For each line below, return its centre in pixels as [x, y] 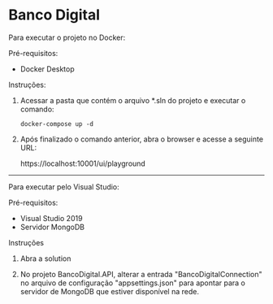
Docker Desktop [47, 69]
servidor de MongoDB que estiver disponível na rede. [109, 291]
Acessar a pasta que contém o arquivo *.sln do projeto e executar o [133, 100]
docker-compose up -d [56, 124]
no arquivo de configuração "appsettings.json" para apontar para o [133, 283]
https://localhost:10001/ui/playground [83, 163]
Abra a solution [45, 258]
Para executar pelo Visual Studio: [64, 187]
